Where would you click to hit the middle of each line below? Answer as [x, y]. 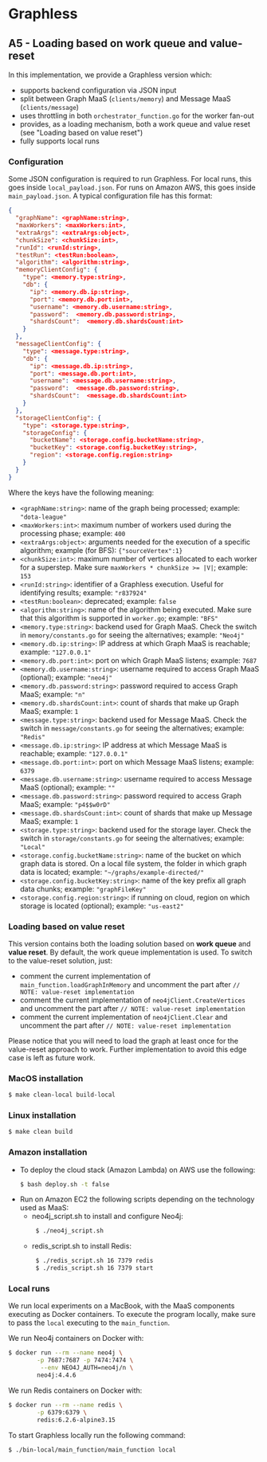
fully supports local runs [59, 141]
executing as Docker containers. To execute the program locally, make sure [132, 1315]
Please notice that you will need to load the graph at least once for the [124, 1041]
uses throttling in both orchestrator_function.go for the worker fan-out [137, 116]
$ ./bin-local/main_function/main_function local [92, 1450]
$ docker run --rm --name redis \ [66, 1405]
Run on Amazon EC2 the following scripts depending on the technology [137, 1199]
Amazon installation [48, 1152]
